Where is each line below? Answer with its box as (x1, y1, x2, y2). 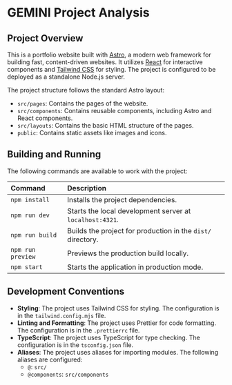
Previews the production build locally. (66, 248, 189, 258)
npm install (10, 195, 50, 204)
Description (66, 183, 107, 192)
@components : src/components (27, 370, 109, 378)
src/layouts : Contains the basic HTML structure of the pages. (17, 121, 194, 129)
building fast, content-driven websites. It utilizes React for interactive (7, 58, 203, 66)
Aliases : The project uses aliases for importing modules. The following (17, 348, 219, 356)
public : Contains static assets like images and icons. (17, 129, 167, 137)
